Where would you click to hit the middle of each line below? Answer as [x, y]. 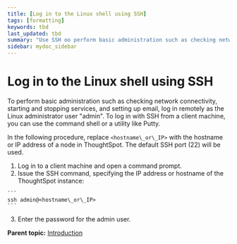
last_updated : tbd [34, 33]
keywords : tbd [28, 27]
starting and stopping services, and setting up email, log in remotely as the [116, 108]
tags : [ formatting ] [36, 20]
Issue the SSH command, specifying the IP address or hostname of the [121, 173]
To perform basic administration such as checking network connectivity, [112, 101]
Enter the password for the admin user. [74, 219]
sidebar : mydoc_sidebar [42, 47]
